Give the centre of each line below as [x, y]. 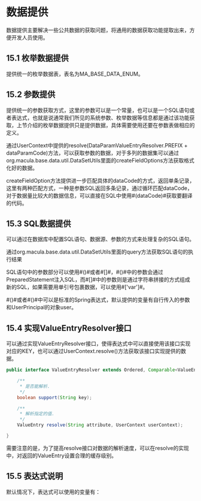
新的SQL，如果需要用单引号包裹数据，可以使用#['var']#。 [77, 287]
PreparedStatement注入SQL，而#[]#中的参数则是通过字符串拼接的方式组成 [98, 280]
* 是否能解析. [35, 386]
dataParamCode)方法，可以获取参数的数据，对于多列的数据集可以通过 [93, 153]
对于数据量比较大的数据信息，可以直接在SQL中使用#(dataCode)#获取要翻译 [99, 195]
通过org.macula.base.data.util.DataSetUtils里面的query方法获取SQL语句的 [97, 252]
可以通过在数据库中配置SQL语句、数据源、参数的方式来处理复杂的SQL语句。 [100, 239]
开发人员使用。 [30, 37]
